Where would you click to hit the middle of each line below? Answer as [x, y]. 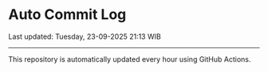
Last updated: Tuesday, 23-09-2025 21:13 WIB [85, 36]
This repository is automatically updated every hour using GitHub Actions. [130, 59]
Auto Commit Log [67, 15]
